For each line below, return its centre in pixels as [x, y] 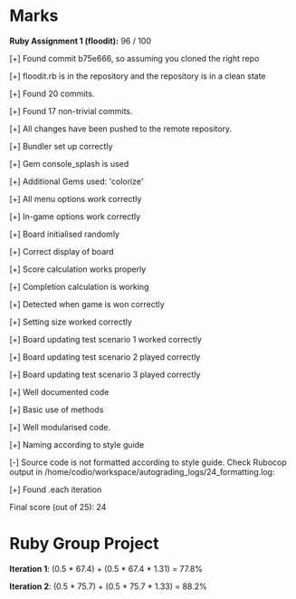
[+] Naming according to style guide [77, 444]
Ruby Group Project [85, 544]
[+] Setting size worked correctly [71, 322]
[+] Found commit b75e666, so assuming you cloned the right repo [134, 58]
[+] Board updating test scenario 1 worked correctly [105, 339]
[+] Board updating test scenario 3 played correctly [105, 374]
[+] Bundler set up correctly [61, 146]
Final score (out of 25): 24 [58, 507]
